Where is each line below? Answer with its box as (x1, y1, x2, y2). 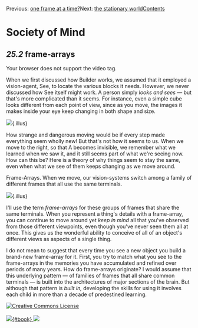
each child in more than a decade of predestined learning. (6, 291, 147, 298)
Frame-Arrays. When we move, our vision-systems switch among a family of (6, 174, 192, 181)
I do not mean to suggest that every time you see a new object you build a (6, 247, 186, 254)
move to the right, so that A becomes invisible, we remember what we (6, 144, 176, 151)
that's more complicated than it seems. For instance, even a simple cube (6, 95, 182, 102)
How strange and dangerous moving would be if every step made (6, 131, 165, 138)
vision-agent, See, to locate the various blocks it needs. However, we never (6, 83, 190, 89)
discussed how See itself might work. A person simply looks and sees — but (6, 89, 192, 96)
